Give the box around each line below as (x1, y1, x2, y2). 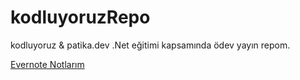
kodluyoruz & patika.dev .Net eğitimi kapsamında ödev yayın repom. (10, 39, 291, 51)
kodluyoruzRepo (10, 6, 151, 29)
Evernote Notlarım (10, 58, 85, 70)
